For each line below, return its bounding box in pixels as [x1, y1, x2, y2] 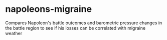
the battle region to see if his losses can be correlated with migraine [5, 25, 146, 31]
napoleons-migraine [5, 3, 92, 15]
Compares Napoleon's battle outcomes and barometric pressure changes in [5, 20, 162, 26]
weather [5, 30, 23, 36]
